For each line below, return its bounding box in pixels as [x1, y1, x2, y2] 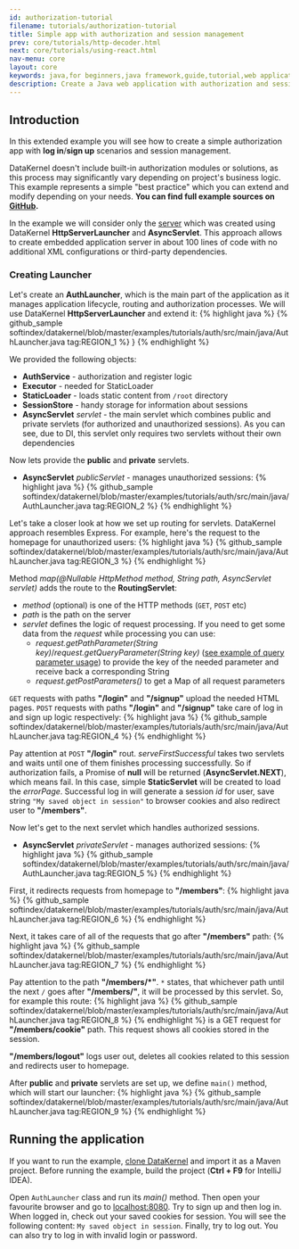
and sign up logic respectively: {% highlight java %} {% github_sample [9, 711, 268, 723]
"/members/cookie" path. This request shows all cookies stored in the [9, 1023, 270, 1035]
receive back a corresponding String [35, 666, 170, 676]
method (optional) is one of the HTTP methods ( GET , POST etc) [21, 600, 247, 610]
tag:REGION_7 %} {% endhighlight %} [67, 959, 206, 970]
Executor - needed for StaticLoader [21, 380, 154, 391]
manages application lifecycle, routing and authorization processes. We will [9, 298, 287, 309]
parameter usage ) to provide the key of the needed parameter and [35, 657, 279, 667]
